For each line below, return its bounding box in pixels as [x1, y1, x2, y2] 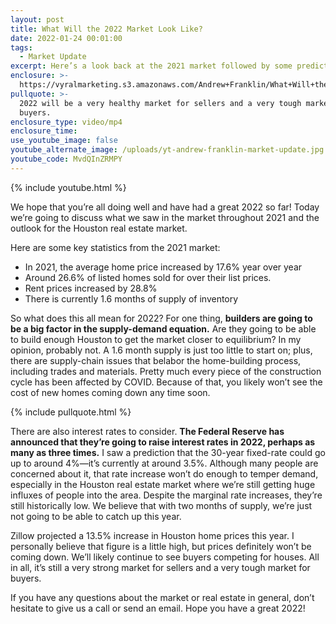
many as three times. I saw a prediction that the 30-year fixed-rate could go [10, 446, 326, 458]
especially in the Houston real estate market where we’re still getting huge [10, 478, 316, 490]
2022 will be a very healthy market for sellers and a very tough [19, 98, 302, 108]
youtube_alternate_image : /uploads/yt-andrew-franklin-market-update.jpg [10, 145, 325, 155]
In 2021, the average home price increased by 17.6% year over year [24, 261, 303, 273]
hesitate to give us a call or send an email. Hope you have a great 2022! [10, 602, 306, 614]
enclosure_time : [10, 126, 78, 136]
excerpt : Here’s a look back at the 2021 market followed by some [10, 61, 293, 71]
